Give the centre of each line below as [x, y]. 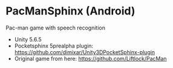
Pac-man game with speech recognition [56, 28]
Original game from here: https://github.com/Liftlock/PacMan [90, 58]
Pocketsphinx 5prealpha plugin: [54, 46]
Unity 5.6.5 [28, 39]
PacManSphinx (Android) [70, 11]
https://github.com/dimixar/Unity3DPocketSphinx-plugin [85, 52]
